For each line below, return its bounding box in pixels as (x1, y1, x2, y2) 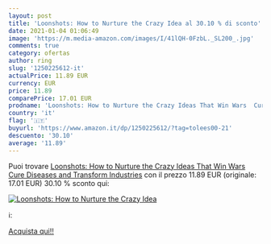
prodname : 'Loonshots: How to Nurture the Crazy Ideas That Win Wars (8, 101, 248, 110)
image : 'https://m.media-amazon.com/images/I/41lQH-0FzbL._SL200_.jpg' (8, 34, 254, 43)
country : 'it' (8, 110, 56, 118)
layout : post (8, 11, 52, 20)
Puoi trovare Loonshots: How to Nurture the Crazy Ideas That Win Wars (8, 161, 246, 171)
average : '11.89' (8, 139, 67, 147)
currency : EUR (8, 79, 56, 87)
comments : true (8, 42, 60, 50)
